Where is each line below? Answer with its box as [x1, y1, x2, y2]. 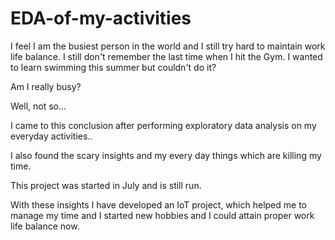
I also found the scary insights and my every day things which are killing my [10, 149, 322, 161]
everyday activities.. [10, 130, 93, 142]
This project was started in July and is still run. [10, 179, 202, 191]
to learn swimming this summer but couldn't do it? [10, 61, 217, 73]
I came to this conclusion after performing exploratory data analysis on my [10, 119, 317, 131]
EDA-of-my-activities [10, 7, 192, 30]
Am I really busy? [10, 80, 82, 92]
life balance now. [10, 220, 80, 232]
